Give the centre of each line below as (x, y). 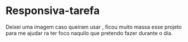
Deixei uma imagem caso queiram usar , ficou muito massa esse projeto (94, 27)
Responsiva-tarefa (53, 11)
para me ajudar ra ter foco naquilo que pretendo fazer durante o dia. (89, 33)
